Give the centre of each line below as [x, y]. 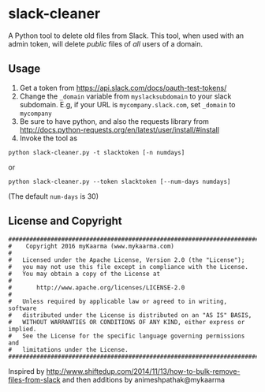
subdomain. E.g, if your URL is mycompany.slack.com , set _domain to [127, 104]
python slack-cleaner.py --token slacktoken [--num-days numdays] [119, 181]
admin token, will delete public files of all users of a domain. [106, 43]
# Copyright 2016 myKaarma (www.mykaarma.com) [91, 246]
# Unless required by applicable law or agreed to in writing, [118, 301]
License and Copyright [65, 221]
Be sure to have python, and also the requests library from [114, 121]
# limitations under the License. [68, 349]
